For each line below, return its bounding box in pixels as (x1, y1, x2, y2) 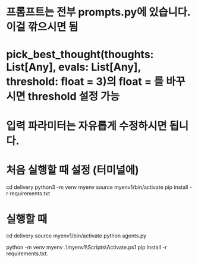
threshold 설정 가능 (27, 90, 120, 103)
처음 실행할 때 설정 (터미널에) (6, 163, 139, 177)
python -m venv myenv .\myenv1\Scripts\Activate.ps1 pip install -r (6, 244, 168, 251)
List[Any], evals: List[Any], (6, 61, 142, 74)
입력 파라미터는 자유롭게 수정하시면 (6, 119, 168, 132)
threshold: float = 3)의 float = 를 (6, 75, 164, 88)
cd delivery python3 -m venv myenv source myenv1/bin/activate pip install (6, 183, 188, 191)
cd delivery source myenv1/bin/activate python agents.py (6, 232, 147, 239)
